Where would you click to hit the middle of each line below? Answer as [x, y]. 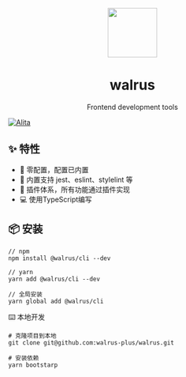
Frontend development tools [132, 107]
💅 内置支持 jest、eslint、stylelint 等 [76, 179]
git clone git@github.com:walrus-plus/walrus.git [91, 343]
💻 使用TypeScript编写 [56, 199]
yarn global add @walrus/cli [56, 301]
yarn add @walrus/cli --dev [54, 279]
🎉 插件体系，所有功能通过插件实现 [74, 189]
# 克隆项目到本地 [32, 336]
